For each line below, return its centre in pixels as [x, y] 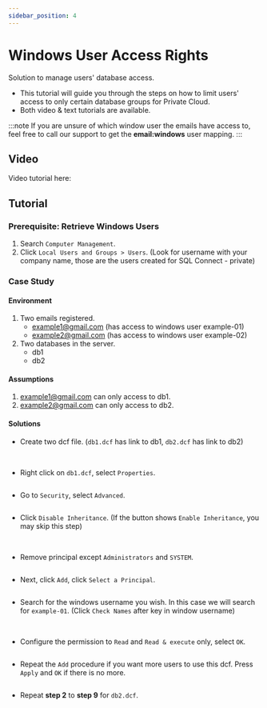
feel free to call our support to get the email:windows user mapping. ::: [125, 134]
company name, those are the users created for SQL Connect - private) [137, 261]
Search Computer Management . [68, 244]
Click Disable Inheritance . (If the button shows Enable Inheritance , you [139, 518]
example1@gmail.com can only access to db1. [95, 397]
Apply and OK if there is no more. [73, 672]
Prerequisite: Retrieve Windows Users [84, 226]
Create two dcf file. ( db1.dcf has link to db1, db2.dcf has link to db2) [132, 442]
